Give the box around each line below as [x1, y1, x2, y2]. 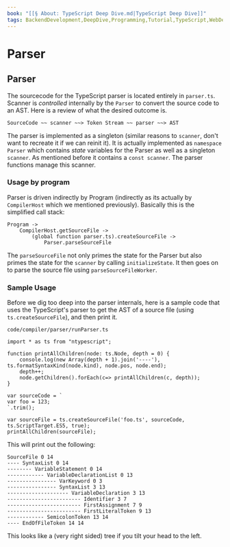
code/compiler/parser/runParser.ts [7, 327, 109, 334]
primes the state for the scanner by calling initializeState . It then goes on [7, 258, 219, 266]
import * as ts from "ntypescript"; [7, 338, 112, 345]
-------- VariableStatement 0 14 [7, 466, 103, 473]
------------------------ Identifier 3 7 [7, 496, 127, 503]
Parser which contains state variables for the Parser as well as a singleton [7, 146, 216, 154]
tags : [7, 16, 23, 23]
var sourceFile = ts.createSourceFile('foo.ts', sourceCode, [7, 417, 186, 423]
